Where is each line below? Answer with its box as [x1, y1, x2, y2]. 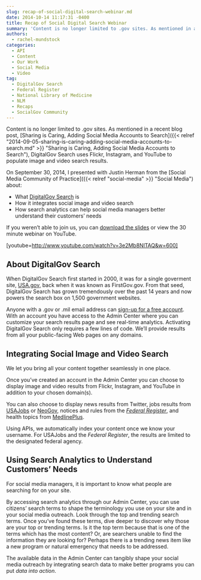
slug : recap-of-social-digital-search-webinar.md [6, 8, 133, 15]
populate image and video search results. [6, 157, 108, 165]
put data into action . [6, 567, 57, 574]
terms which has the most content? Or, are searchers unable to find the [6, 530, 182, 537]
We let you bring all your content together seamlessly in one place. [6, 365, 171, 371]
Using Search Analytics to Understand [6, 455, 153, 465]
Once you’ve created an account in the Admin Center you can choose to [6, 376, 184, 383]
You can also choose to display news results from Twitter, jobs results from [6, 401, 191, 407]
